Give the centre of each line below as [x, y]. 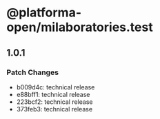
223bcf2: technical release [54, 102]
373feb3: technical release [54, 109]
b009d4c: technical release [56, 87]
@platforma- [44, 13]
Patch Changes [33, 72]
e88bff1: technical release [53, 94]
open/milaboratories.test [80, 27]
